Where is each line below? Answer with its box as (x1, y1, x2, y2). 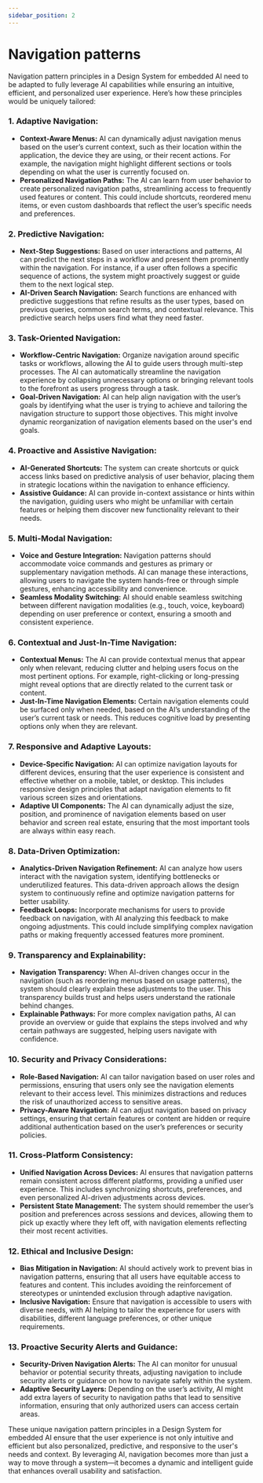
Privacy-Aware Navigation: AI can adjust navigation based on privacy (19, 1105, 247, 1115)
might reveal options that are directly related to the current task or (19, 680, 233, 690)
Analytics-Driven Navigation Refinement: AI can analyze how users (19, 863, 243, 873)
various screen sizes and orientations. (19, 793, 143, 802)
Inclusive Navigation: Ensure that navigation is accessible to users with (19, 1297, 253, 1306)
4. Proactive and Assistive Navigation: (8, 445, 157, 456)
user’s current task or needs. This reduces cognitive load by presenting (19, 713, 251, 723)
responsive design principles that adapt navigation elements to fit (19, 784, 232, 793)
